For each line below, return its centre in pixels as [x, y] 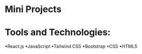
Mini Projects [33, 9]
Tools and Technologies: [58, 33]
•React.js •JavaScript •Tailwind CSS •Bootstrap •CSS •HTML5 [71, 46]
